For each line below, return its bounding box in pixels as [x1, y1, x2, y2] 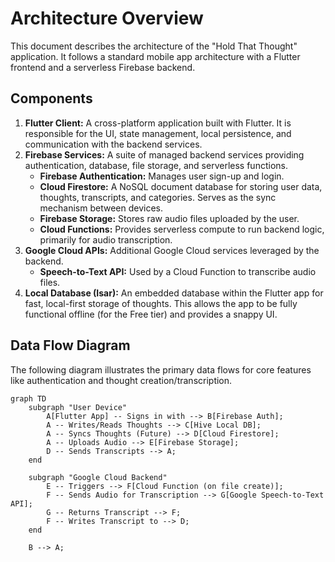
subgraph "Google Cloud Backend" [28, 472, 168, 482]
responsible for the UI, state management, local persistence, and [24, 127, 292, 139]
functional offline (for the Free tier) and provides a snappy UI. [24, 308, 278, 320]
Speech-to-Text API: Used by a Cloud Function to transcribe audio [39, 265, 317, 277]
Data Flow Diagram [10, 337, 131, 354]
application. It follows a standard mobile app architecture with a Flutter [10, 50, 301, 62]
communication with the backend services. [24, 138, 203, 150]
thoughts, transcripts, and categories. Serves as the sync [39, 191, 277, 203]
